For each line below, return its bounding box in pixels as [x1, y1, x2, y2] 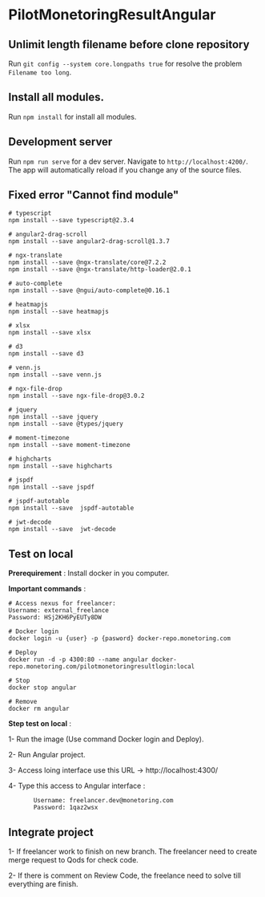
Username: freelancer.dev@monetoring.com [33, 797, 174, 805]
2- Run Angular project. [8, 750, 86, 760]
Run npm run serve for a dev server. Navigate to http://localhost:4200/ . [8, 156, 248, 166]
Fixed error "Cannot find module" [8, 189, 179, 202]
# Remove [8, 698, 38, 706]
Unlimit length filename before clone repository [8, 38, 250, 51]
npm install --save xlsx [8, 329, 91, 337]
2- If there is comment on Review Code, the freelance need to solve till [8, 871, 242, 880]
